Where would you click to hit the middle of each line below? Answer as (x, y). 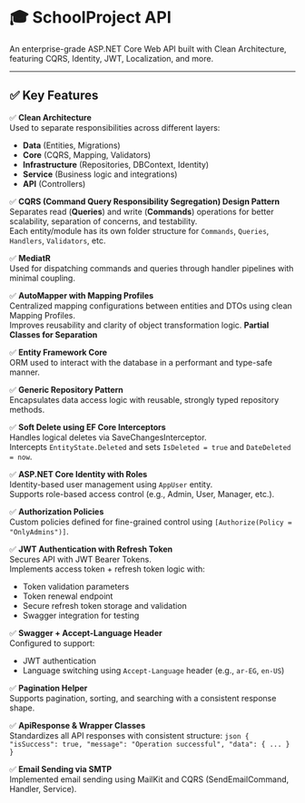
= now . (21, 456)
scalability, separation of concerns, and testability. (103, 221)
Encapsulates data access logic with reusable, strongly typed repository (144, 399)
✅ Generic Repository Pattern (67, 389)
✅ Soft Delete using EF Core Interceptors (88, 426)
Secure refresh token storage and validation (105, 605)
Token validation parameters (76, 586)
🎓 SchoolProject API (91, 18)
